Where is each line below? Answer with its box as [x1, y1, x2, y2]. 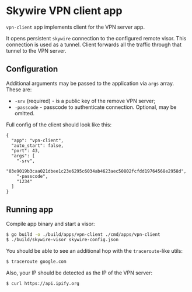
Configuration [6, 64, 58, 74]
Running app [6, 205, 54, 215]
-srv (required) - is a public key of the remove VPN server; [14, 97, 156, 104]
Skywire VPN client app [6, 4, 123, 18]
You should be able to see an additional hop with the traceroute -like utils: [6, 248, 183, 255]
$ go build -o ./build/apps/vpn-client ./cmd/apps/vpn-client [6, 231, 160, 238]
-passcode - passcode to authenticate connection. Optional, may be [14, 104, 177, 111]
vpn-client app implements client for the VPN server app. [6, 23, 145, 30]
